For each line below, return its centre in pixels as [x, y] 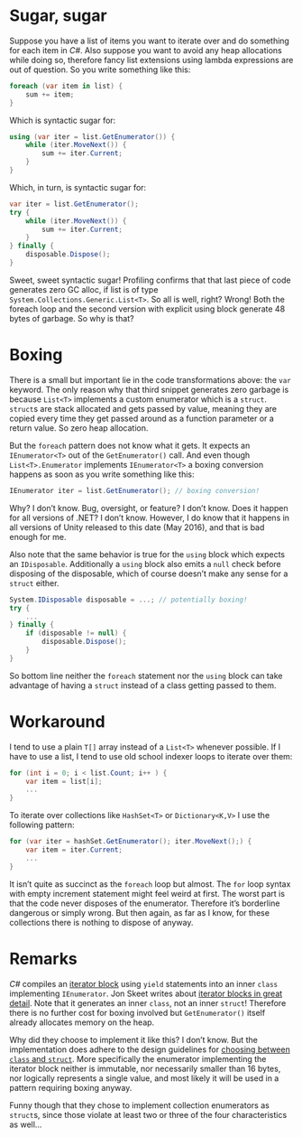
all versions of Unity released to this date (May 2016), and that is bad [137, 527]
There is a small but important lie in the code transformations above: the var [150, 379]
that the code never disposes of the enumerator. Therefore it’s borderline [145, 903]
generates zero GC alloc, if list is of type [84, 289]
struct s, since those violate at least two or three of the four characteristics [148, 1114]
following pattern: [42, 825]
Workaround [57, 721]
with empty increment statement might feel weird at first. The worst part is [147, 893]
